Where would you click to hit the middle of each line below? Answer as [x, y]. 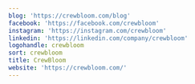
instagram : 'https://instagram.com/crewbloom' [87, 30]
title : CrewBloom [37, 61]
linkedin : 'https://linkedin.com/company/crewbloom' [98, 38]
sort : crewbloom [35, 53]
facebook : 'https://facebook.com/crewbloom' [84, 23]
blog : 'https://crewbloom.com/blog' [69, 16]
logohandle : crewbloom [46, 46]
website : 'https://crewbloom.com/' [68, 68]
